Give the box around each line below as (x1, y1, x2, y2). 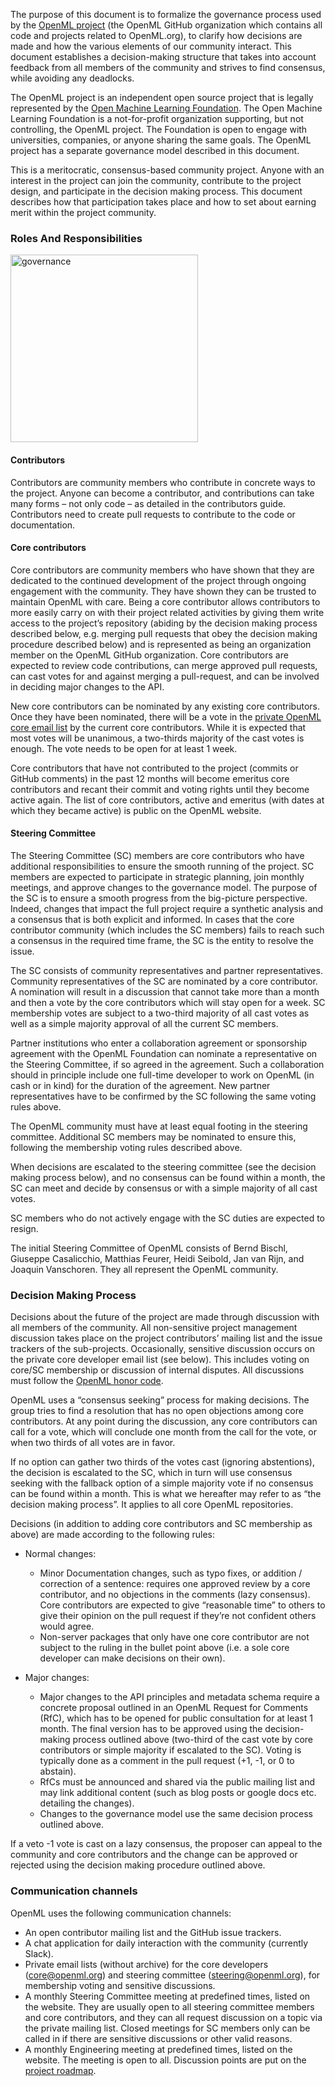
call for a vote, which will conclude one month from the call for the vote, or (10, 1426, 317, 1438)
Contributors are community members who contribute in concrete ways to (10, 476, 316, 488)
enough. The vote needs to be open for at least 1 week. (10, 742, 238, 754)
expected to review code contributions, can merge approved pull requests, (10, 659, 318, 671)
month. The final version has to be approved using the (39, 1723, 263, 1735)
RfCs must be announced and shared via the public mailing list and (39, 1776, 316, 1788)
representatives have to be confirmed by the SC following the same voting (10, 1090, 317, 1102)
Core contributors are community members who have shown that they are (10, 564, 315, 576)
